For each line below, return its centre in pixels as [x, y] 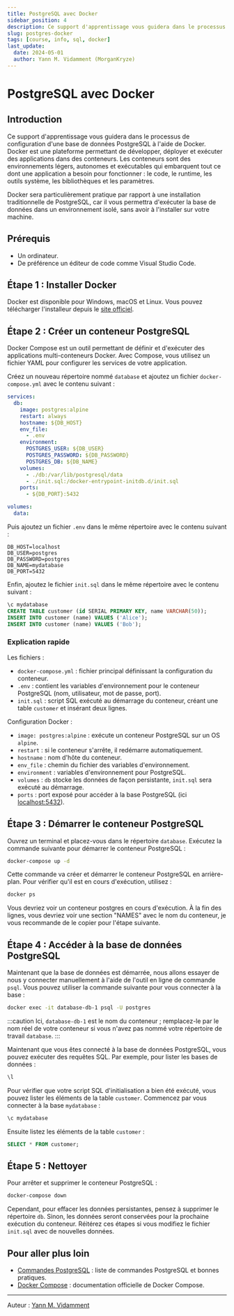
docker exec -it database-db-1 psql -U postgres [79, 1008]
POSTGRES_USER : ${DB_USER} [65, 449]
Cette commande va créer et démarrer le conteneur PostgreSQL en [104, 874]
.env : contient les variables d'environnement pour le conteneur [108, 685]
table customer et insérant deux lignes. [72, 708]
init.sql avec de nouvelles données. [61, 1231]
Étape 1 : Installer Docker [62, 285]
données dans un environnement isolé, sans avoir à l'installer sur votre [109, 209]
